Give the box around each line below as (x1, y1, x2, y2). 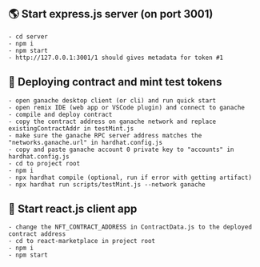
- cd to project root (8, 159, 81, 167)
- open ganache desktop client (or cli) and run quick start (8, 96, 217, 105)
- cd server (8, 32, 48, 41)
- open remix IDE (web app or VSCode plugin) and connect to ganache (8, 103, 246, 111)
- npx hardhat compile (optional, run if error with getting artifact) (8, 173, 252, 181)
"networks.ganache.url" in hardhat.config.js (8, 138, 162, 146)
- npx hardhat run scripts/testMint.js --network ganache (8, 180, 206, 189)
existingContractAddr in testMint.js (8, 124, 134, 133)
